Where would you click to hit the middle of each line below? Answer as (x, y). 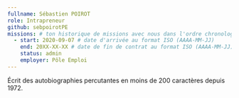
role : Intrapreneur (36, 21)
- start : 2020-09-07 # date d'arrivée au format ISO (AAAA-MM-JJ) (114, 40)
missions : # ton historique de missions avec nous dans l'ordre (105, 34)
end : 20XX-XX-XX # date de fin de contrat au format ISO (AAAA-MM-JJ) (127, 47)
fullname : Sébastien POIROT (49, 14)
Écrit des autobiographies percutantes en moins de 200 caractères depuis (116, 80)
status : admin (41, 54)
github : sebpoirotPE (38, 27)
